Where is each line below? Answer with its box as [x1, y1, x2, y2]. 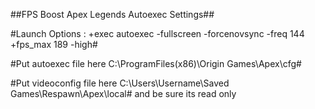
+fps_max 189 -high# [10, 39, 98, 50]
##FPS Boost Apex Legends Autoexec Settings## [10, 9, 215, 20]
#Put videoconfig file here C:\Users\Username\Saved [10, 77, 230, 89]
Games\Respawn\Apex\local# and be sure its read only [10, 88, 237, 99]
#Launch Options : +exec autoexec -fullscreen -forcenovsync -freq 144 [10, 28, 305, 39]
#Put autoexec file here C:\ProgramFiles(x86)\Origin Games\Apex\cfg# [10, 58, 302, 69]
